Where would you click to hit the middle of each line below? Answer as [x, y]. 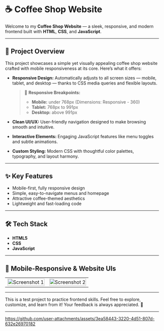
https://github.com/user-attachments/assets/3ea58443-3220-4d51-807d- [80, 319]
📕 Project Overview [35, 52]
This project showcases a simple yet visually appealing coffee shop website [81, 63]
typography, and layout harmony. [45, 156]
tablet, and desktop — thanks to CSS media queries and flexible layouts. [85, 83]
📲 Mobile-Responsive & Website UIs [61, 268]
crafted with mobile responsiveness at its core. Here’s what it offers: [73, 68]
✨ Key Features [29, 176]
